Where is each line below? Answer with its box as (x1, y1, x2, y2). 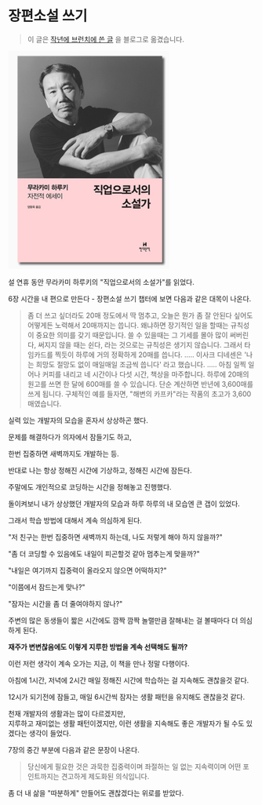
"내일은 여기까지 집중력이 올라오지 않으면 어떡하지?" (8, 566, 167, 575)
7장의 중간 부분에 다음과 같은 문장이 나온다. (8, 745, 140, 754)
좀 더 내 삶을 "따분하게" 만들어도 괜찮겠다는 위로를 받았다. (8, 788, 184, 797)
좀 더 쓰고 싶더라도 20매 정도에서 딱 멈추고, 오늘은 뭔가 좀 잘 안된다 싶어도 (27, 311, 253, 320)
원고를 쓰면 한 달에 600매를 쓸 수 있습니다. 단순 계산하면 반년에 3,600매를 (27, 379, 253, 388)
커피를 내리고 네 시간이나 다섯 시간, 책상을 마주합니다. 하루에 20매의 (42, 370, 249, 379)
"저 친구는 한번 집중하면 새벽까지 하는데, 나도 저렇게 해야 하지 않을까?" (8, 532, 224, 541)
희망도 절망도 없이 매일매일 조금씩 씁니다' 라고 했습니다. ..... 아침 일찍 (35, 359, 247, 369)
